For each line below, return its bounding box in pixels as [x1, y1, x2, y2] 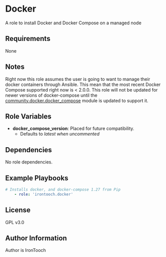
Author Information [5, 234, 67, 242]
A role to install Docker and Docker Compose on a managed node [5, 20, 142, 26]
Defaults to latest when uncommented [20, 131, 100, 137]
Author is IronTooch [5, 247, 46, 253]
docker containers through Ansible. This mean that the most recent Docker [5, 81, 161, 88]
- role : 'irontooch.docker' [14, 192, 73, 197]
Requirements [5, 34, 50, 43]
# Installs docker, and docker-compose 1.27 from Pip [5, 187, 121, 192]
